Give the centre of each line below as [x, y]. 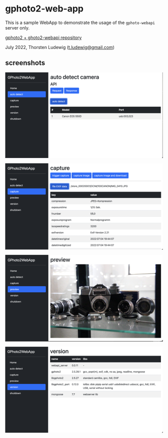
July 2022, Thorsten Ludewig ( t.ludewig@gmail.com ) [60, 47]
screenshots [25, 63]
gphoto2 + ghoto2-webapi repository [43, 37]
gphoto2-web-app [44, 9]
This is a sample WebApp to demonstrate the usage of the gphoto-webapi [80, 22]
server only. [17, 27]
